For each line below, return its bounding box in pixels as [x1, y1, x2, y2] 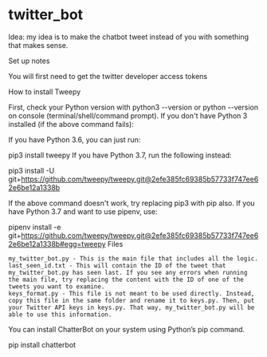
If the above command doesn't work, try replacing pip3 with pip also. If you [8, 198, 255, 208]
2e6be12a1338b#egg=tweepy [8, 239, 106, 248]
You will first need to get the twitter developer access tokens [8, 71, 208, 81]
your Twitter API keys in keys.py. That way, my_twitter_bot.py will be [8, 303, 255, 311]
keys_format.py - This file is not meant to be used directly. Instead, [8, 289, 255, 297]
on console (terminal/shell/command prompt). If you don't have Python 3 [8, 110, 248, 121]
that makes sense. [8, 40, 69, 50]
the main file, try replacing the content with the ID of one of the [8, 276, 245, 284]
